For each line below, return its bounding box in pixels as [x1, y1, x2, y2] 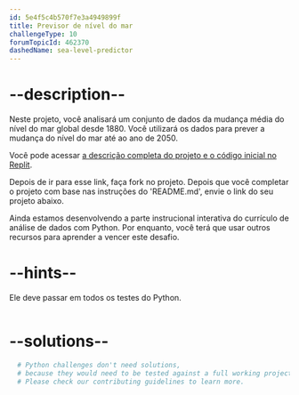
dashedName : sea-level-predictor [9, 46, 133, 55]
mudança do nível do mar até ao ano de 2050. [9, 133, 178, 143]
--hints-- [9, 263, 77, 283]
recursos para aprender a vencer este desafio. [9, 232, 180, 243]
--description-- [9, 85, 126, 105]
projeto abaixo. [9, 196, 64, 206]
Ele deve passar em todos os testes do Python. [9, 293, 182, 302]
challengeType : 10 [9, 29, 77, 38]
